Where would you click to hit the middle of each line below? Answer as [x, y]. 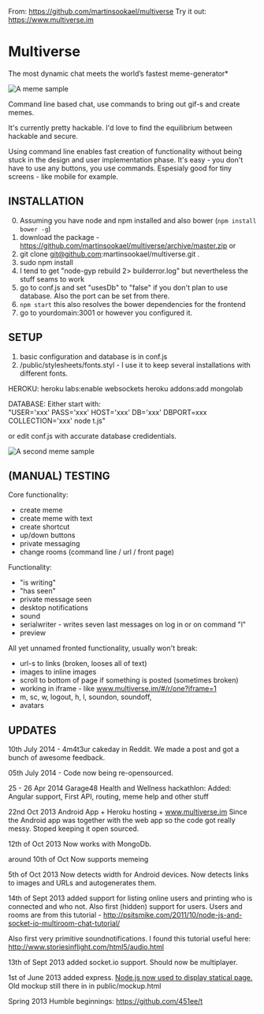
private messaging [50, 544]
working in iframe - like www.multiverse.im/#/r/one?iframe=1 [118, 689]
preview [32, 633]
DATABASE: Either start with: [54, 404]
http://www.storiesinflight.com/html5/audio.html [86, 947]
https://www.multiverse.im [51, 20]
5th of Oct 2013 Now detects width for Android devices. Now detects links [128, 874]
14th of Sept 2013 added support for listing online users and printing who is [130, 898]
